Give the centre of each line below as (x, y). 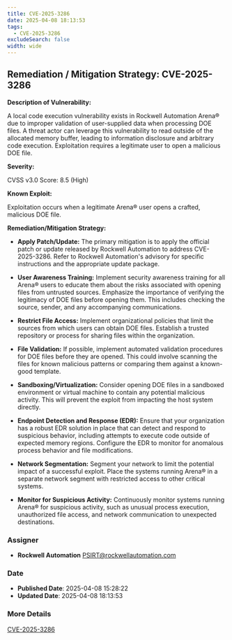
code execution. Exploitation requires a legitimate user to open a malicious (114, 145)
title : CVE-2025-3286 (39, 14)
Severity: (21, 166)
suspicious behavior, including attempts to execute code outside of (114, 435)
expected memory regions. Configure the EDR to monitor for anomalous (121, 443)
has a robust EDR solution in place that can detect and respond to (111, 428)
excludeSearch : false (39, 40)
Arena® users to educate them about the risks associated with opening (119, 284)
